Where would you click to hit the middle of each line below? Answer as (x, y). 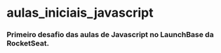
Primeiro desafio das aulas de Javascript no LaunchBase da (110, 35)
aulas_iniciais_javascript (80, 13)
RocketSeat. (28, 43)
